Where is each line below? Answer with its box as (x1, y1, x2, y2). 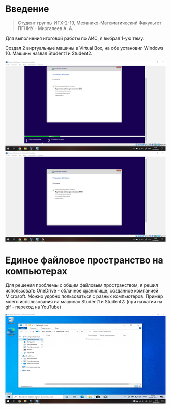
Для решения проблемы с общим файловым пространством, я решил (5, 282, 159, 288)
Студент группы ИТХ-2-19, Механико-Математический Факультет (17, 20, 162, 26)
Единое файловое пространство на (5, 255, 164, 266)
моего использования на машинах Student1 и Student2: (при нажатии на (5, 298, 163, 304)
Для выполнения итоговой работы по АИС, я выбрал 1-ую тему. (5, 35, 145, 41)
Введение (5, 3, 49, 15)
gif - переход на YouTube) (5, 304, 61, 310)
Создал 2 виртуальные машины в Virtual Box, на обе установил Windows (5, 45, 164, 51)
